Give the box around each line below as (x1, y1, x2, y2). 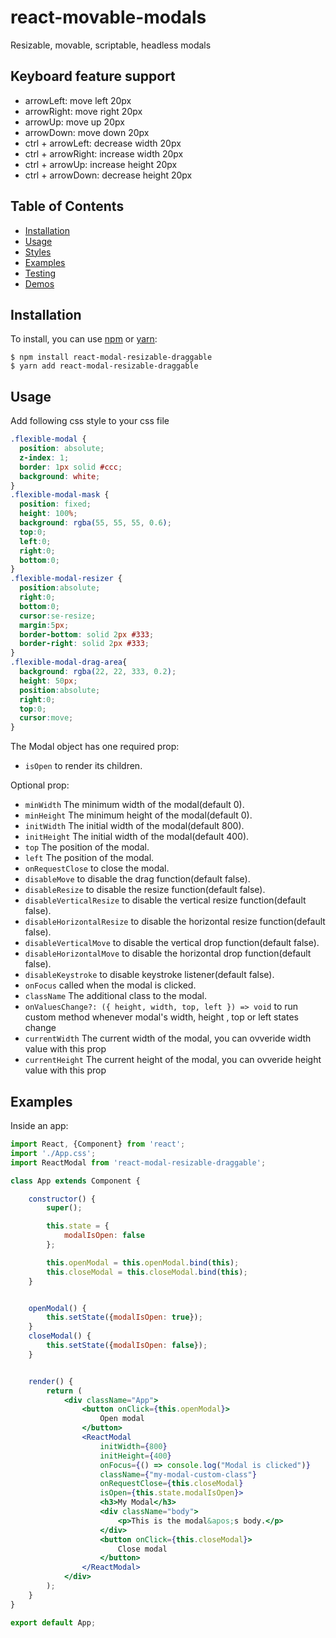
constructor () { (28, 1194, 97, 1204)
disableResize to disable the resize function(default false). (24, 884, 266, 896)
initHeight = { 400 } (99, 1451, 172, 1461)
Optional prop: (10, 779, 70, 791)
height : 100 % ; (19, 509, 78, 519)
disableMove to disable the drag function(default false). (24, 873, 251, 885)
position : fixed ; (19, 499, 92, 510)
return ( (46, 1386, 83, 1396)
